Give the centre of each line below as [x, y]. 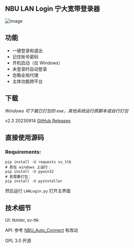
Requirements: [23, 152]
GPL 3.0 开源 [18, 241]
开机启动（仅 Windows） [37, 62]
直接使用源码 [25, 138]
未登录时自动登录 [30, 69]
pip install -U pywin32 [30, 172]
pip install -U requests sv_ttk [38, 162]
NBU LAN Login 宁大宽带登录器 [52, 9]
